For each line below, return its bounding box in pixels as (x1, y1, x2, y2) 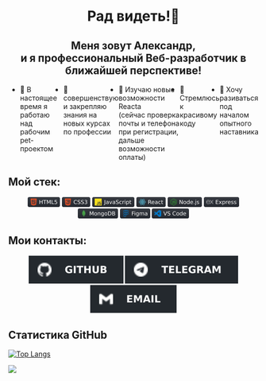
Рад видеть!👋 (87, 7, 180, 25)
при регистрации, (118, 127, 179, 136)
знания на (63, 111, 98, 119)
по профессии (63, 127, 112, 136)
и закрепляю (63, 102, 107, 111)
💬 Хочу (219, 85, 243, 94)
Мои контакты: (8, 234, 87, 247)
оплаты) (118, 153, 146, 161)
